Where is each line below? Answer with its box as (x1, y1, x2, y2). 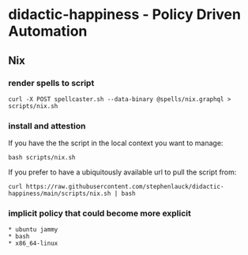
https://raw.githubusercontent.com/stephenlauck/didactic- (25, 183, 224, 191)
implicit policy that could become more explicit (8, 208, 192, 219)
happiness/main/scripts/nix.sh (8, 189, 111, 198)
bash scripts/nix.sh (8, 154, 77, 162)
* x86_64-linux (8, 239, 58, 248)
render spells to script (8, 77, 95, 88)
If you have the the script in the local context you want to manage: (8, 138, 224, 148)
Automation (8, 22, 88, 40)
